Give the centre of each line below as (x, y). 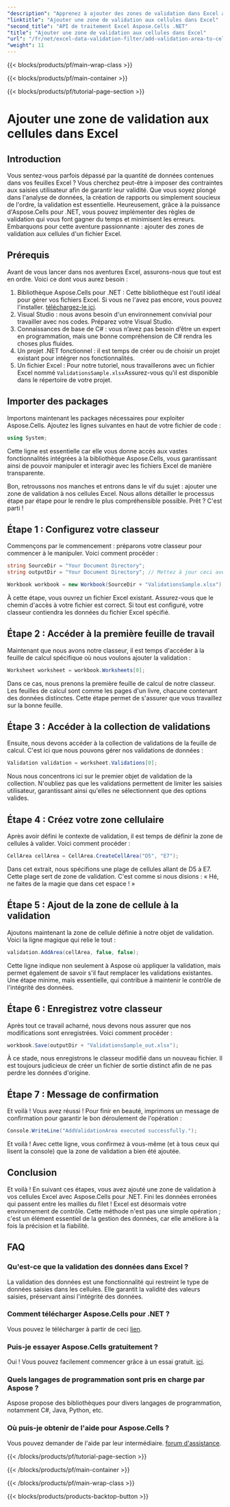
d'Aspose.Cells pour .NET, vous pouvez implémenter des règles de (101, 212)
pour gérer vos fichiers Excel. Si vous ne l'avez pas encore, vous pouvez (119, 300)
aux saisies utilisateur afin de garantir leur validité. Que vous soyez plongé (112, 190)
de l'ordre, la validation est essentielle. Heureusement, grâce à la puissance (114, 204)
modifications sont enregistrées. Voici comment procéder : (90, 1032)
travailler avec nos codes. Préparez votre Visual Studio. (95, 321)
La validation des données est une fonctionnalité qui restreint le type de (108, 1282)
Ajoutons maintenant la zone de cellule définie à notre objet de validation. (111, 932)
